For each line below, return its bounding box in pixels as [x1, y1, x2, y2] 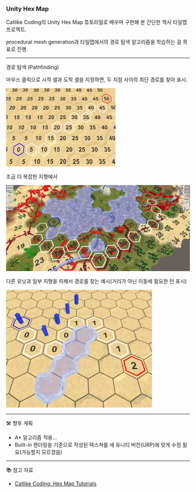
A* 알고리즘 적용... [14, 434, 57, 441]
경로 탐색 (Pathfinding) [6, 64, 60, 71]
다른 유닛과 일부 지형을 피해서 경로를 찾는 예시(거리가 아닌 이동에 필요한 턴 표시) [6, 278, 187, 285]
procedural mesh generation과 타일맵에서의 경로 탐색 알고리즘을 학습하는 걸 [6, 39, 182, 46]
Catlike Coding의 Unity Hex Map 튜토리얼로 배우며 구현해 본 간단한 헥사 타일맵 [6, 19, 187, 26]
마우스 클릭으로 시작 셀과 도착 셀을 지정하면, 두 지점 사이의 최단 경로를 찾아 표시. [6, 76, 188, 83]
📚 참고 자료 [6, 466, 34, 473]
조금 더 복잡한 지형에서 [6, 173, 58, 180]
